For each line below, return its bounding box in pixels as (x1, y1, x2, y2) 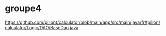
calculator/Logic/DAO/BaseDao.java (5, 24, 79, 30)
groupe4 (5, 3, 42, 14)
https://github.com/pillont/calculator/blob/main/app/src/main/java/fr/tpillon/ (5, 19, 161, 25)
